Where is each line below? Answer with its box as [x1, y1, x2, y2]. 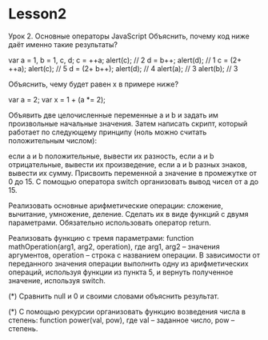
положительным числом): [8, 135, 98, 145]
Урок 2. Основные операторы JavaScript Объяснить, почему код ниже [8, 31, 250, 41]
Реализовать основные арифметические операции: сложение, [8, 201, 224, 210]
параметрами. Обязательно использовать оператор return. [8, 218, 212, 227]
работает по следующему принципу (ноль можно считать [8, 127, 207, 137]
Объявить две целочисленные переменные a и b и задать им [8, 110, 218, 120]
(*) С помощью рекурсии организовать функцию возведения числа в [8, 306, 246, 316]
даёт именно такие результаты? [8, 39, 118, 49]
